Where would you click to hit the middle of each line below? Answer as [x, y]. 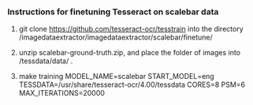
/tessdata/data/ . [46, 61]
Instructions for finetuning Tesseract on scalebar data [113, 12]
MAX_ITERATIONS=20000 [62, 93]
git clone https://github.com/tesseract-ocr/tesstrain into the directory [131, 29]
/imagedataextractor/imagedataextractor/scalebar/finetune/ [116, 37]
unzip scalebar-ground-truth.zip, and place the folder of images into [130, 53]
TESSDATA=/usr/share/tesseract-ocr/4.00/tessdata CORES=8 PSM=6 [132, 84]
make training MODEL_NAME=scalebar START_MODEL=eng [116, 77]
